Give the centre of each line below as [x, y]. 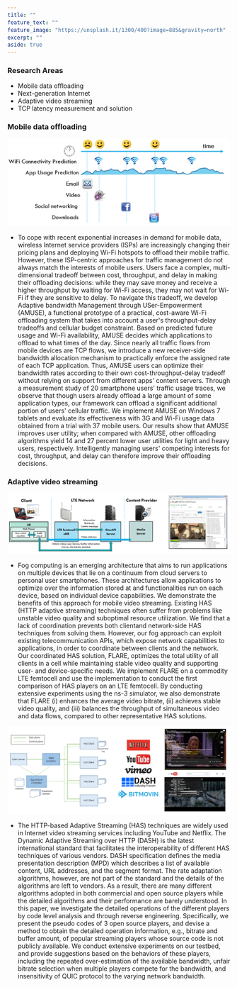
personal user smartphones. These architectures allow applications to [119, 580]
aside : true [25, 45]
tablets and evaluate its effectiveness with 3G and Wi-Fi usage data [116, 418]
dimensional [35, 275]
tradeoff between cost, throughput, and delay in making [136, 275]
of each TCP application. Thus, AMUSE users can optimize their [110, 366]
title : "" [22, 15]
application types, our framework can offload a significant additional [117, 403]
